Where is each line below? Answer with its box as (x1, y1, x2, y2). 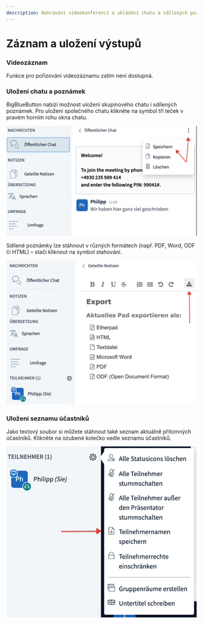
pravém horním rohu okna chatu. (6, 114, 88, 121)
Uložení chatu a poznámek (6, 87, 86, 96)
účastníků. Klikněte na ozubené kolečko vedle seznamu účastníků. (6, 434, 172, 442)
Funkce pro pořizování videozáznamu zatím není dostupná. (6, 72, 153, 79)
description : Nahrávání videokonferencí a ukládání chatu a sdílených (6, 10, 188, 16)
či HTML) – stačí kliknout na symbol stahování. (6, 249, 122, 256)
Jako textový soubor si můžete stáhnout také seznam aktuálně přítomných (6, 428, 192, 435)
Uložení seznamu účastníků (6, 414, 89, 423)
